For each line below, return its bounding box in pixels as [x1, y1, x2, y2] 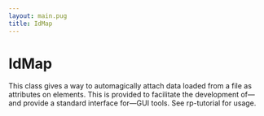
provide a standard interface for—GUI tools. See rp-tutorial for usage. [23, 98, 257, 108]
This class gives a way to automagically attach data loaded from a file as [8, 81, 253, 91]
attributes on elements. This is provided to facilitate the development [8, 90, 240, 100]
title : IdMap [8, 19, 53, 28]
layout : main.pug [8, 11, 68, 20]
